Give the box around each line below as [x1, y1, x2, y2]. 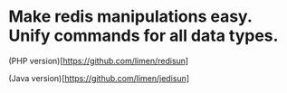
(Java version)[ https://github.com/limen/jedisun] [8, 72, 190, 83]
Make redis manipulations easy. [8, 6, 253, 27]
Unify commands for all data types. [8, 25, 279, 46]
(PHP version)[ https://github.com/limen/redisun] [8, 55, 189, 66]
